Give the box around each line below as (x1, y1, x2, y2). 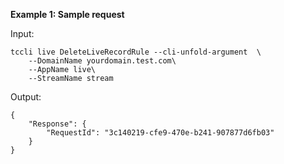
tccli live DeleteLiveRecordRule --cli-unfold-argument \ (10, 47, 262, 57)
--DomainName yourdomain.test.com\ (28, 56, 177, 66)
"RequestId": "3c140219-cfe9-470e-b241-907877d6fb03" (46, 128, 275, 138)
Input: (10, 28, 35, 39)
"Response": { (28, 119, 87, 129)
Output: (10, 91, 42, 103)
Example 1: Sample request (10, 9, 125, 20)
